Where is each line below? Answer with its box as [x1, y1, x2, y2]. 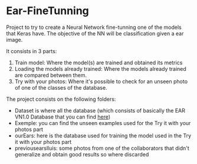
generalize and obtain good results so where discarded [14, 150, 149, 158]
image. [6, 36, 23, 43]
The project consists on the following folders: [6, 96, 116, 103]
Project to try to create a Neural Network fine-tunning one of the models [6, 24, 182, 31]
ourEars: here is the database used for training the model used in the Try [14, 132, 192, 139]
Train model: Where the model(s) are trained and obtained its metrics [14, 59, 183, 66]
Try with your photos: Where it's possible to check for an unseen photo [14, 78, 188, 85]
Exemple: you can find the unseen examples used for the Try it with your [14, 119, 191, 126]
